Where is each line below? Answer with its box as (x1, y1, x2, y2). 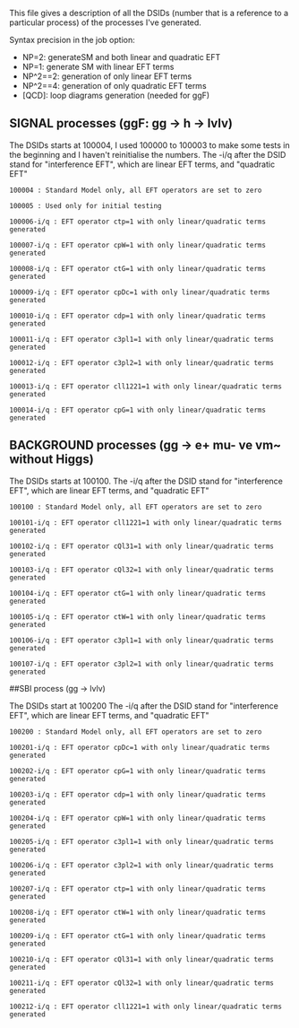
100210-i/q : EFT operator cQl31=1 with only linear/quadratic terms (9, 954, 275, 963)
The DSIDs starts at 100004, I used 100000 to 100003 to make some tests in (9, 139, 290, 151)
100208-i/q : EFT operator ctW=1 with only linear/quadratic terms (9, 908, 267, 917)
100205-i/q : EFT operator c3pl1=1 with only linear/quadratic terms (9, 837, 275, 846)
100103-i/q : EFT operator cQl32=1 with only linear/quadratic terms (9, 565, 275, 574)
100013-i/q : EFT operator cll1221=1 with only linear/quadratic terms (9, 381, 282, 391)
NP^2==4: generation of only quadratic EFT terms (21, 81, 208, 91)
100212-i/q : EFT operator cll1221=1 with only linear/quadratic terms (9, 1002, 282, 1011)
